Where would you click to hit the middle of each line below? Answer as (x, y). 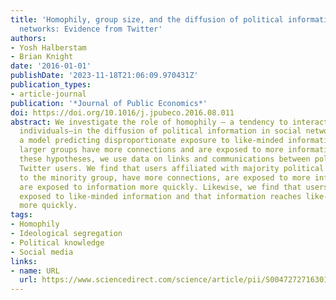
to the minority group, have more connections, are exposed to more (165, 177)
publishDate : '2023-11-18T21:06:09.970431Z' (104, 76)
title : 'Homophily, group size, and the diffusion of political (147, 19)
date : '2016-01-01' (51, 66)
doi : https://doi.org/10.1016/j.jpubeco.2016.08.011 (122, 112)
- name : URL (35, 271)
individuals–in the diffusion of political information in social (160, 131)
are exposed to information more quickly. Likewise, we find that (160, 187)
